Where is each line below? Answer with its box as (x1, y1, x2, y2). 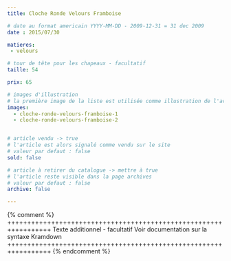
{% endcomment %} (52, 247, 111, 256)
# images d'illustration (7, 91, 78, 98)
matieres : (7, 41, 36, 48)
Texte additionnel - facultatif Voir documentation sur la (52, 225, 208, 234)
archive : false (7, 186, 51, 193)
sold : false (7, 154, 41, 161)
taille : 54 (7, 67, 38, 73)
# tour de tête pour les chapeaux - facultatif (7, 60, 146, 67)
